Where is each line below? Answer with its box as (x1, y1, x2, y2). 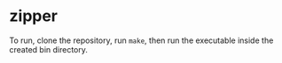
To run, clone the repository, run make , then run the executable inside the (9, 35, 274, 45)
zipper (9, 6, 59, 26)
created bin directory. (9, 44, 89, 54)
